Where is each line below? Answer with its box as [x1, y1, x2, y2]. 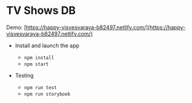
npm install [24, 55, 54, 61]
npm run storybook [24, 91, 71, 97]
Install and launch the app [14, 42, 80, 49]
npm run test [24, 84, 57, 91]
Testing [14, 71, 34, 79]
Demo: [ [6, 24, 27, 31]
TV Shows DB [6, 4, 76, 18]
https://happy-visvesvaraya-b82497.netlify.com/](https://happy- [26, 24, 186, 31]
